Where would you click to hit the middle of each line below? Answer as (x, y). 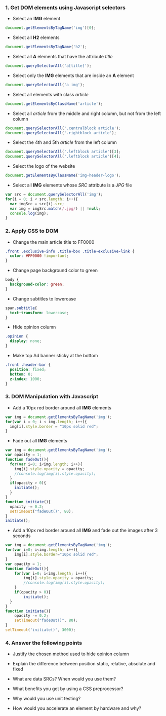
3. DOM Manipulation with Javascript (52, 397)
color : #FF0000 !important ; (39, 256)
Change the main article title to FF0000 (53, 242)
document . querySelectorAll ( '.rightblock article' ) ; (61, 133)
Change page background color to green (55, 271)
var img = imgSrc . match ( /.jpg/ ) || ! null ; (55, 209)
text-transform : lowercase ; (39, 313)
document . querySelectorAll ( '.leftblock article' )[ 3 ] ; (63, 152)
